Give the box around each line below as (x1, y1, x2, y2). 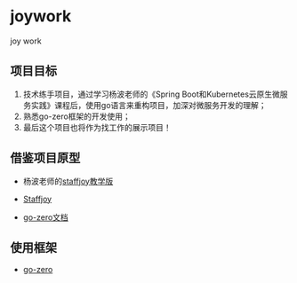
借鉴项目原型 (10, 151, 81, 166)
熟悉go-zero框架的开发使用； (22, 111, 132, 122)
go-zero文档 (22, 211, 69, 223)
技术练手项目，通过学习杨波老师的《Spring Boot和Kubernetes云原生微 (22, 89, 281, 99)
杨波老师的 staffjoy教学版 (22, 176, 114, 186)
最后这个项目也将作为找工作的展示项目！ (22, 122, 172, 132)
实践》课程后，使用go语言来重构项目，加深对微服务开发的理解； (30, 99, 267, 110)
